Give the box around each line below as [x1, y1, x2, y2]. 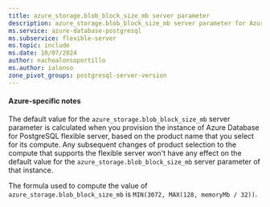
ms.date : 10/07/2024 [8, 49, 78, 57]
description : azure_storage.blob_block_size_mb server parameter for [8, 19, 247, 27]
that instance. [8, 165, 54, 175]
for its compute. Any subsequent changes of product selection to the [8, 140, 237, 149]
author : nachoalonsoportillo [8, 57, 106, 65]
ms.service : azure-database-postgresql [8, 26, 142, 34]
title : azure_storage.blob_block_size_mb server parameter [8, 11, 211, 20]
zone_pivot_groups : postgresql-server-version [8, 71, 167, 79]
